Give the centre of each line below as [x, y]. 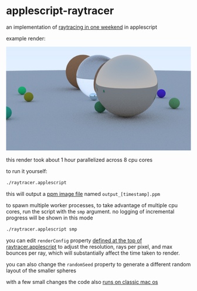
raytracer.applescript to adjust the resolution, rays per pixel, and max [89, 246]
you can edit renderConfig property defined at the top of [74, 240]
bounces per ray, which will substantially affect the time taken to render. [93, 253]
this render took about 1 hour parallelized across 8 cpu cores [79, 160]
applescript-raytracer [60, 11]
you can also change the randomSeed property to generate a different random [98, 264]
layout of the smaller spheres [41, 270]
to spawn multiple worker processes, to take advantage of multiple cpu [92, 205]
